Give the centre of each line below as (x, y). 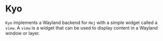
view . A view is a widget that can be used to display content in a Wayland (81, 27)
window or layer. (23, 33)
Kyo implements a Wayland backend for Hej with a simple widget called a (81, 22)
